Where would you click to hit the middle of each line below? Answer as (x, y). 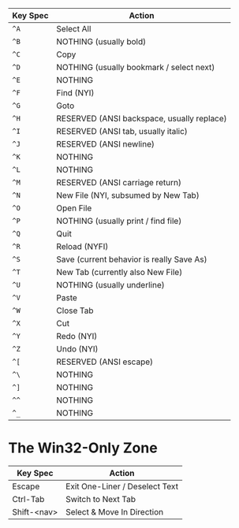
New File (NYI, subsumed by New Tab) (128, 195)
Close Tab (75, 310)
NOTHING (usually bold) (101, 41)
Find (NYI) (75, 93)
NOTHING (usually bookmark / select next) (136, 67)
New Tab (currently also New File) (119, 272)
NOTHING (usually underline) (110, 285)
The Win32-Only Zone (83, 448)
